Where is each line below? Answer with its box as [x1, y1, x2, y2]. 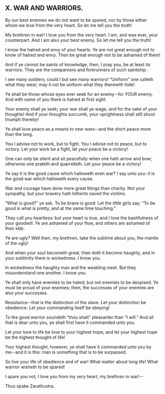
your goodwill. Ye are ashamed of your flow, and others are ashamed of [5, 220, 150, 226]
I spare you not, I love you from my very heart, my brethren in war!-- [5, 373, 144, 379]
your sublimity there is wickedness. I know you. [5, 255, 101, 261]
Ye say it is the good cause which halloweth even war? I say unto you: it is [5, 170, 155, 176]
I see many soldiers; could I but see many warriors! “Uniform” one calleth [5, 76, 154, 82]
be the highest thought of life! [5, 334, 66, 340]
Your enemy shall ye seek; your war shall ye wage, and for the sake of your [5, 106, 158, 112]
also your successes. [5, 290, 48, 296]
